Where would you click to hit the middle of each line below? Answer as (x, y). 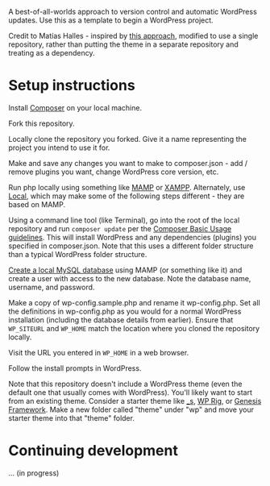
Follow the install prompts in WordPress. (75, 368)
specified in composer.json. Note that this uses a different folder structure (131, 246)
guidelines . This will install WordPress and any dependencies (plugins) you (132, 237)
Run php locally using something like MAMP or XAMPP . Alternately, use (127, 187)
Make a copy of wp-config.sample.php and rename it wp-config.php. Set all (134, 302)
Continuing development (93, 451)
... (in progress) (34, 473)
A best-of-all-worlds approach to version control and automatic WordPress (133, 12)
